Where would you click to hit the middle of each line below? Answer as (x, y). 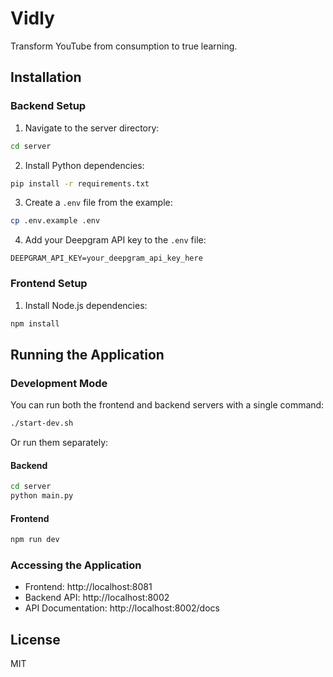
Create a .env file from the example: (98, 203)
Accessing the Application (76, 565)
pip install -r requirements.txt (80, 183)
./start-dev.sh (42, 423)
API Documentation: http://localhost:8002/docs (122, 608)
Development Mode (59, 383)
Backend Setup (48, 106)
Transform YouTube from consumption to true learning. (124, 46)
